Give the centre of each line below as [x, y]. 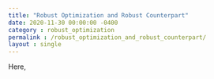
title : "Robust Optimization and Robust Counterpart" [99, 15]
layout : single [35, 45]
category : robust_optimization [61, 30]
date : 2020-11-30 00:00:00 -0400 [63, 23]
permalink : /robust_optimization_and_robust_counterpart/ [107, 37]
